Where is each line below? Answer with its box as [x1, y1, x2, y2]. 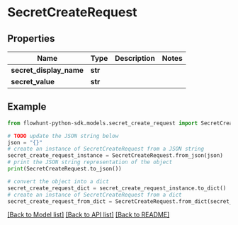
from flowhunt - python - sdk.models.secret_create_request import [7, 120, 198, 127]
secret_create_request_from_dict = [7, 197, 113, 205]
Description [114, 54, 156, 63]
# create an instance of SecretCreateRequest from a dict [7, 191, 182, 198]
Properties [7, 33, 55, 45]
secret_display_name [11, 65, 84, 75]
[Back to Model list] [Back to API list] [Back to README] [7, 210, 170, 219]
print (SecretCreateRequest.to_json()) [7, 166, 122, 173]
